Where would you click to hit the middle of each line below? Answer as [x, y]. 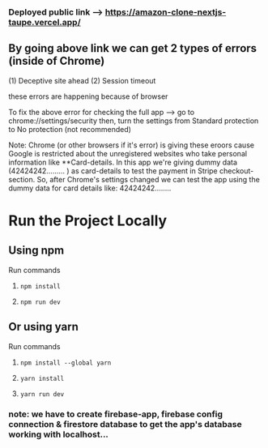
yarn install [42, 378]
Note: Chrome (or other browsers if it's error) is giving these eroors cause [132, 145]
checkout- [236, 171]
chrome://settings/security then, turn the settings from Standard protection [134, 121]
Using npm [36, 251]
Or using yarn [43, 327]
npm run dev [40, 302]
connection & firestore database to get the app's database [125, 425]
